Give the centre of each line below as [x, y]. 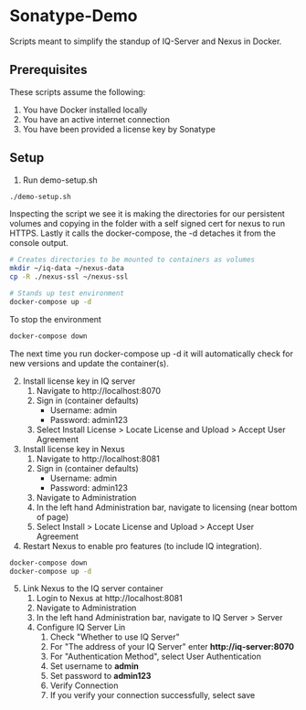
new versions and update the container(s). [89, 363]
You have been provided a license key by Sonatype [119, 129]
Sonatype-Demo [74, 16]
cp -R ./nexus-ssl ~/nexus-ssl [69, 277]
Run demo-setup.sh [60, 180]
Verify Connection [84, 685]
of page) [53, 516]
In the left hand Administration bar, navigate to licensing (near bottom [167, 507]
